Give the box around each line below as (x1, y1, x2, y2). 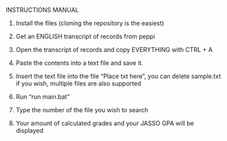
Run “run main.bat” (15, 92, 70, 101)
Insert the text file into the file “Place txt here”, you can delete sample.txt (15, 72, 221, 80)
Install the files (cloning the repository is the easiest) (15, 19, 164, 27)
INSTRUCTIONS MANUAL (6, 6, 79, 14)
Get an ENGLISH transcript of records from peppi (15, 32, 155, 40)
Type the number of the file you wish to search (15, 106, 149, 114)
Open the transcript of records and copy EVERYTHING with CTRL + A (15, 46, 213, 53)
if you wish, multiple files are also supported (15, 79, 142, 88)
